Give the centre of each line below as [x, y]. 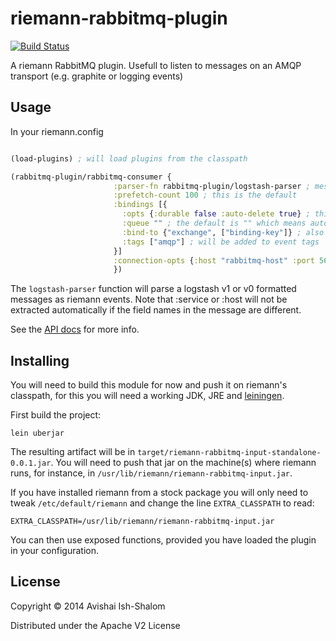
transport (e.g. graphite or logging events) [97, 76]
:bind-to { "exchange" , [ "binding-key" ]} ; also [223, 232]
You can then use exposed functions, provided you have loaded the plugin [163, 540]
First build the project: [56, 415]
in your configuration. [54, 551]
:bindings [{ [140, 205]
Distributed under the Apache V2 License [95, 625]
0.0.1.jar [31, 463]
